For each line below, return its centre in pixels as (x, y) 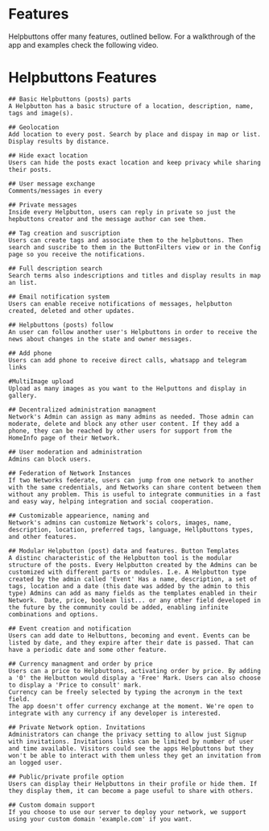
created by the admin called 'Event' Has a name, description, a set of (133, 579)
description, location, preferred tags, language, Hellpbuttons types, (131, 529)
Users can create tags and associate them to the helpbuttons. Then (126, 240)
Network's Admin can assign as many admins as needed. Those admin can (131, 416)
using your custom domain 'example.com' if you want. (101, 819)
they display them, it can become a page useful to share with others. (131, 791)
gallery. (23, 395)
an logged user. (35, 762)
